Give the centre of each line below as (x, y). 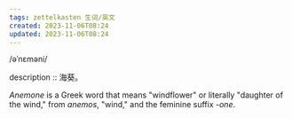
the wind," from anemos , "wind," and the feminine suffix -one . (122, 105)
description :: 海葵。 (46, 77)
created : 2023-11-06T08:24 (59, 26)
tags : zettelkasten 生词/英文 (62, 17)
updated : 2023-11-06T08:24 (59, 34)
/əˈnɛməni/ (28, 59)
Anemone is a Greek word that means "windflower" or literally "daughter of (146, 95)
